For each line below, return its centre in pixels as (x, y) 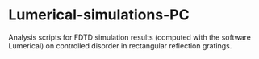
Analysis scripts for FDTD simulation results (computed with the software (130, 37)
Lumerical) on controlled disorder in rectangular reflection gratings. (120, 45)
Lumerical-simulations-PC (99, 15)
